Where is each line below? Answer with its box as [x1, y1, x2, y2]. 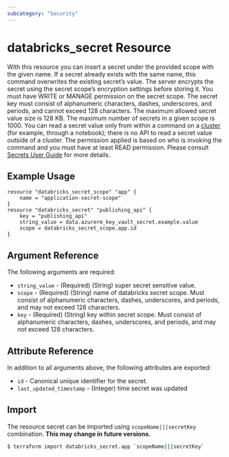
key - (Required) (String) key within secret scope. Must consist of [17, 311, 201, 319]
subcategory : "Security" [7, 10, 78, 17]
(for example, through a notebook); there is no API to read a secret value [7, 128, 212, 136]
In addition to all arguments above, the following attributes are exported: [7, 363, 212, 372]
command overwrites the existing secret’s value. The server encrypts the [7, 77, 215, 85]
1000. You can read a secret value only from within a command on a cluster [7, 121, 221, 130]
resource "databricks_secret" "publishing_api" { [7, 207, 153, 214]
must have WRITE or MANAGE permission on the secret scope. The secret [7, 92, 218, 100]
